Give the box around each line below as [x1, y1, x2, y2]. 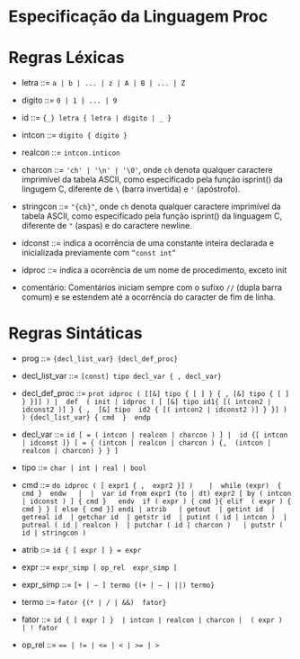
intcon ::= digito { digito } [21, 130, 128, 140]
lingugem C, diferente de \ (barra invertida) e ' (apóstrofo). [21, 184, 241, 194]
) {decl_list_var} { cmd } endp [21, 413, 151, 422]
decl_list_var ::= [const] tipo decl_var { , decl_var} [21, 371, 222, 382]
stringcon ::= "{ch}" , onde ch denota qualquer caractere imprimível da [21, 201, 282, 212]
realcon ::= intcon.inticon [21, 147, 120, 158]
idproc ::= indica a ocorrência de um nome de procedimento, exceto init [21, 265, 287, 275]
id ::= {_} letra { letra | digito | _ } [21, 113, 172, 123]
